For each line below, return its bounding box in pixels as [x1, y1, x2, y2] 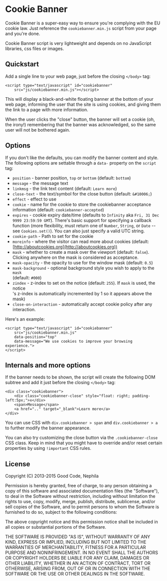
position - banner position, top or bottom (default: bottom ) [12, 175, 131, 181]
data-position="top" [14, 334, 57, 340]
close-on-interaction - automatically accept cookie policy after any [12, 301, 153, 307]
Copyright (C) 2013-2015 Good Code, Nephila [5, 473, 99, 479]
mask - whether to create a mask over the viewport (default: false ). [12, 249, 150, 255]
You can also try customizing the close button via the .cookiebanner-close [5, 435, 158, 441]
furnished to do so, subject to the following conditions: [5, 509, 117, 515]
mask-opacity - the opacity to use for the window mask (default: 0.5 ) [12, 259, 153, 265]
